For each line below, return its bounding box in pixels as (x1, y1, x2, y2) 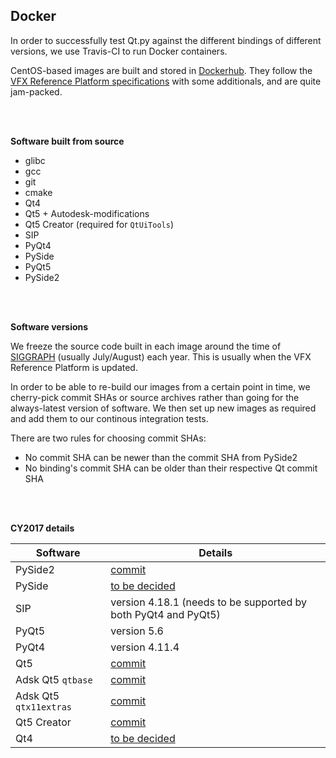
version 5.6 (110, 624, 164, 638)
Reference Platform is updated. (10, 361, 138, 373)
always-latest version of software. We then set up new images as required (10, 402, 317, 414)
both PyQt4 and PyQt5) (110, 607, 221, 621)
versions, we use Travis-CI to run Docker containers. (10, 45, 228, 57)
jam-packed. (10, 85, 63, 98)
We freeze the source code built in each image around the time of (10, 340, 282, 352)
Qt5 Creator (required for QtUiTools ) (24, 218, 174, 230)
